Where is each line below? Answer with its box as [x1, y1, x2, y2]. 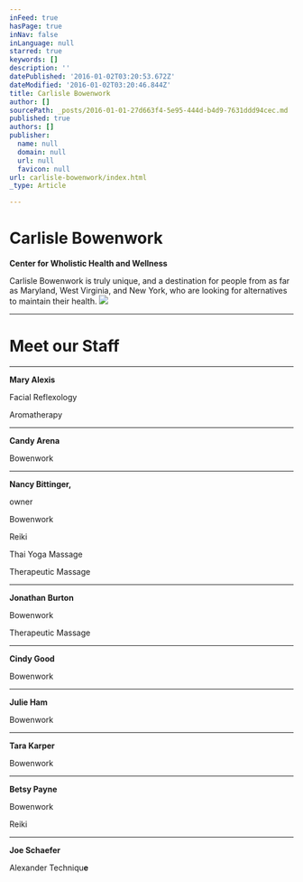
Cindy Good [9, 653, 56, 664]
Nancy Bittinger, [9, 479, 72, 489]
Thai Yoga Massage [9, 549, 83, 559]
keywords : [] [9, 55, 59, 64]
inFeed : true [9, 13, 59, 23]
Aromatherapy [9, 409, 63, 420]
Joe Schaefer [9, 845, 61, 855]
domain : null [17, 147, 67, 156]
